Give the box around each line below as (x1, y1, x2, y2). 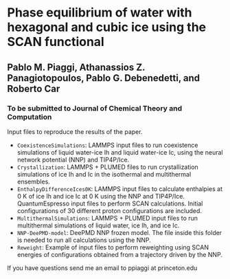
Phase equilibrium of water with (7, 5, 192, 21)
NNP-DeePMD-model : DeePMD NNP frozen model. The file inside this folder (16, 228, 222, 236)
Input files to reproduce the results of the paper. (7, 127, 143, 135)
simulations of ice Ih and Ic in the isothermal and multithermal (16, 170, 192, 178)
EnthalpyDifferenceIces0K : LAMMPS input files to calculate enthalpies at (16, 184, 223, 193)
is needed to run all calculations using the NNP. (16, 236, 151, 244)
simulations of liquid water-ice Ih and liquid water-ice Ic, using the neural (16, 148, 223, 156)
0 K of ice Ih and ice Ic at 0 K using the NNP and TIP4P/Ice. (16, 192, 185, 200)
